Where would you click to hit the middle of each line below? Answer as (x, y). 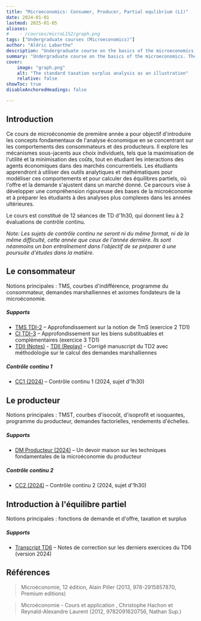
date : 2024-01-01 (28, 17)
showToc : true (24, 85)
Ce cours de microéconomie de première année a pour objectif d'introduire (99, 134)
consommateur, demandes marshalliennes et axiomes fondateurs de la (93, 292)
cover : (14, 62)
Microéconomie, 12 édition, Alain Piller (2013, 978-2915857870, (98, 587)
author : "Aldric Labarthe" (40, 46)
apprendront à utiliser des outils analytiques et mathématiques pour (89, 172)
